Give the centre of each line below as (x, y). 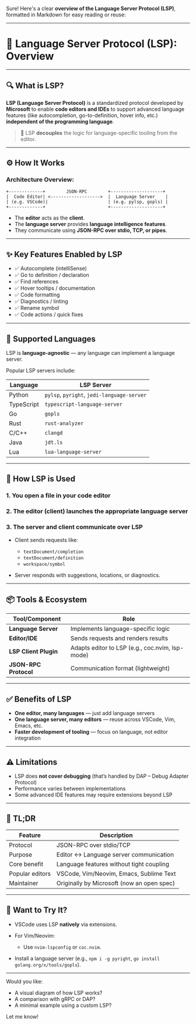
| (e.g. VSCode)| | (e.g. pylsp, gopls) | (87, 202)
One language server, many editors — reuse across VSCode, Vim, (95, 719)
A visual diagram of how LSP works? (58, 993)
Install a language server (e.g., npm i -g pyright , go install (87, 958)
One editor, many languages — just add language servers (85, 713)
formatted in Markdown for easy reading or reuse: (66, 15)
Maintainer (24, 883)
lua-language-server (73, 452)
